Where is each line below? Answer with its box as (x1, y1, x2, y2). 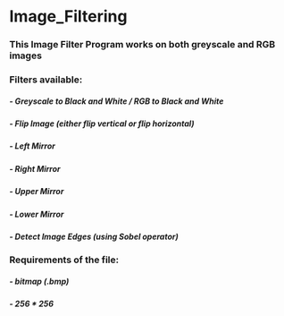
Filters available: (9, 73, 83, 86)
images (9, 49, 43, 62)
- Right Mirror (9, 163, 61, 174)
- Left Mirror (9, 141, 56, 151)
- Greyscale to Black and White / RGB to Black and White (9, 96, 224, 107)
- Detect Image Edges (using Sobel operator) (9, 231, 179, 242)
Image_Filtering (9, 6, 128, 27)
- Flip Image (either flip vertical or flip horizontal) (9, 118, 195, 129)
